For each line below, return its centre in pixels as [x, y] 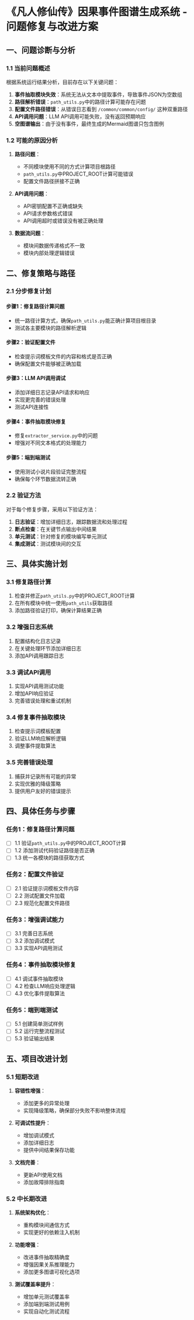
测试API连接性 [32, 407]
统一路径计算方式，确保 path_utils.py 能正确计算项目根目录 [85, 320]
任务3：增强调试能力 [35, 920]
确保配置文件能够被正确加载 [48, 364]
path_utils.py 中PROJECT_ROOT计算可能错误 [78, 174]
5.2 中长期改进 [27, 1199]
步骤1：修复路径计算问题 [36, 306]
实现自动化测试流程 [46, 1311]
